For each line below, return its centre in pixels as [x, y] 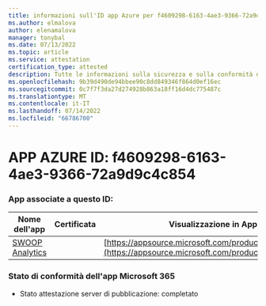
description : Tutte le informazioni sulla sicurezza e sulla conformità [131, 74]
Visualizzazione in [204, 225]
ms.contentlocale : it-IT [49, 104]
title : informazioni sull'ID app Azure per [81, 15]
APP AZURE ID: [59, 158]
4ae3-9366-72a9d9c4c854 [102, 174]
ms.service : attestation [49, 60]
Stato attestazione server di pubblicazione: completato [109, 293]
